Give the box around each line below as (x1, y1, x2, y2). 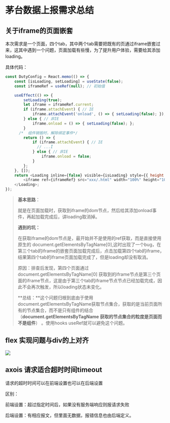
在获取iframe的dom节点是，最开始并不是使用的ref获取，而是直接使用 (17, 235, 162, 241)
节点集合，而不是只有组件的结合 (26, 307, 94, 313)
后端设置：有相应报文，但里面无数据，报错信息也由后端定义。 (5, 412, 134, 418)
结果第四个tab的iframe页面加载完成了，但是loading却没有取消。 (17, 254, 151, 260)
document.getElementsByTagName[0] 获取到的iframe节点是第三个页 (17, 271, 161, 277)
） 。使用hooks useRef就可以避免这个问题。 (35, 320, 127, 326)
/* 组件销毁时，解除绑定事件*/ (18, 130, 78, 136)
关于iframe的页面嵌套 (5, 26, 73, 35)
